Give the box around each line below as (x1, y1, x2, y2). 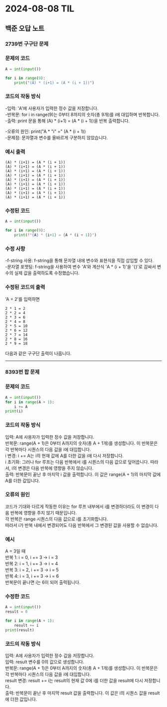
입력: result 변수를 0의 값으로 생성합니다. (5, 659, 84, 665)
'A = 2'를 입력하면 (5, 296, 40, 302)
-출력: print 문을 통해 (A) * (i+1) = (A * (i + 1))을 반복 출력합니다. (5, 118, 130, 124)
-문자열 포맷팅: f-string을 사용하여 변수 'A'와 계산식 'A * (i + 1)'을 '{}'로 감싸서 (5, 264, 156, 270)
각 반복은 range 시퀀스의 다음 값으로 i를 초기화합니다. (5, 516, 108, 522)
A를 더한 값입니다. (5, 477, 40, 483)
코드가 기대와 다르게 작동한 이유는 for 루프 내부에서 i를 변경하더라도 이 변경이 (5, 503, 154, 509)
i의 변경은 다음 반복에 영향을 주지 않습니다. (11, 465, 93, 471)
